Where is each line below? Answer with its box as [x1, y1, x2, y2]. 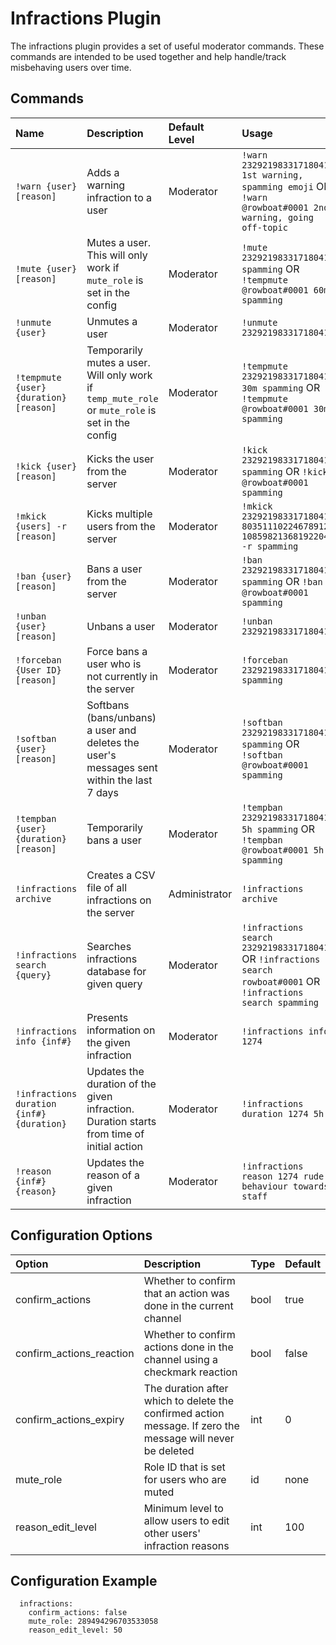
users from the [86, 519, 156, 533]
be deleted [143, 1443, 195, 1457]
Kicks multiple [86, 507, 153, 521]
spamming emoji [241, 181, 314, 192]
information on [86, 1023, 156, 1037]
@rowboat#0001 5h [241, 844, 325, 856]
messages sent [86, 760, 158, 774]
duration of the [86, 1077, 157, 1091]
